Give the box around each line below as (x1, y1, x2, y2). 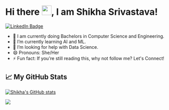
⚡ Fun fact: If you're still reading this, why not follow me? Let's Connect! (12, 55, 165, 61)
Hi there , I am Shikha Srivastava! (5, 6, 158, 18)
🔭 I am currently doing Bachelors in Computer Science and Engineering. (12, 33, 165, 39)
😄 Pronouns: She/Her (12, 49, 59, 56)
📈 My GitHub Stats (5, 72, 68, 82)
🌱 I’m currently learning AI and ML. (12, 39, 86, 45)
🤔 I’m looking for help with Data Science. (12, 44, 99, 50)
